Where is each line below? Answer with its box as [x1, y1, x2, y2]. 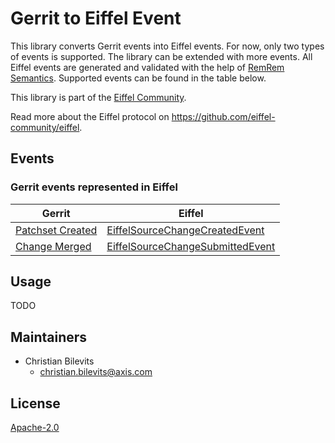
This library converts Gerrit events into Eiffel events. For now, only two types [10, 40, 325, 52]
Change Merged [15, 239, 92, 253]
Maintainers [10, 328, 88, 346]
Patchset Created [15, 223, 98, 237]
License [10, 395, 61, 412]
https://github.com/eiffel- [171, 110, 276, 122]
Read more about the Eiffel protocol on [10, 110, 170, 122]
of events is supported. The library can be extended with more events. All [10, 50, 313, 62]
